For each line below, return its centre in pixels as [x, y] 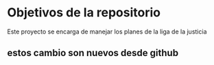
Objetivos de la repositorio [84, 13]
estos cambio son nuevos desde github [93, 53]
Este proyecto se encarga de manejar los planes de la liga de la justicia [107, 31]
